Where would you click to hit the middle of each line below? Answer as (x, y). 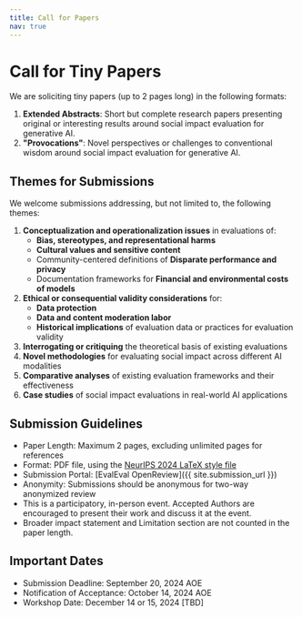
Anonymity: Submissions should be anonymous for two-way (135, 484)
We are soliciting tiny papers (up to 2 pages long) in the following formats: (148, 96)
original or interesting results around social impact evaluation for (143, 124)
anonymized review (59, 494)
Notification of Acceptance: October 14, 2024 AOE (117, 592)
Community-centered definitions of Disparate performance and (156, 259)
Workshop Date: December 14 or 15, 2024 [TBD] (113, 602)
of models (55, 288)
